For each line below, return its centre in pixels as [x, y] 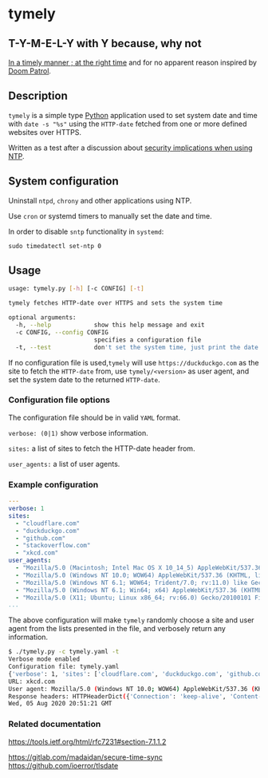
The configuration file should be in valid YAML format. [95, 417]
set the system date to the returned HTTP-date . [85, 379]
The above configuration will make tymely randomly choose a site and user [131, 620]
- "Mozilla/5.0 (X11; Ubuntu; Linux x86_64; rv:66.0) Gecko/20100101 [133, 598]
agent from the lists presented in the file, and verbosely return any [117, 629]
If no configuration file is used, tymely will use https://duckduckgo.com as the [134, 362]
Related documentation [55, 725]
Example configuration [53, 484]
